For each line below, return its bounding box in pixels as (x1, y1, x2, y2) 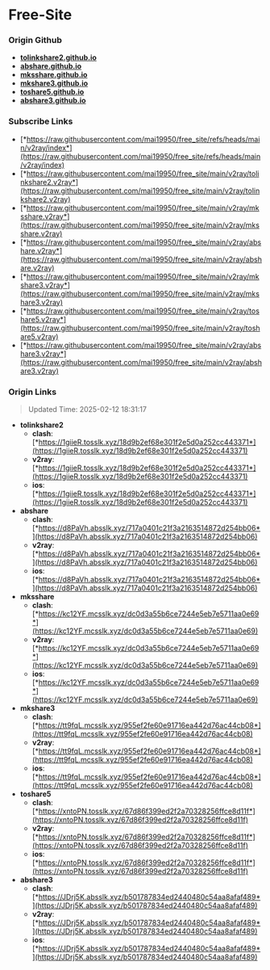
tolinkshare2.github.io (19, 52, 97, 62)
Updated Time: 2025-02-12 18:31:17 (27, 405, 147, 414)
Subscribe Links (8, 115, 73, 127)
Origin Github (8, 35, 63, 46)
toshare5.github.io (19, 87, 85, 97)
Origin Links (8, 386, 57, 397)
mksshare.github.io (19, 70, 88, 80)
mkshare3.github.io (19, 78, 89, 88)
